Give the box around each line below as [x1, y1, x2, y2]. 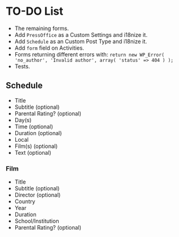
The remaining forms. [14, 25, 69, 32]
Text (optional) [14, 149, 51, 156]
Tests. [14, 63, 31, 70]
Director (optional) [14, 192, 61, 199]
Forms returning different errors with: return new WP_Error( [14, 50, 165, 58]
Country [14, 198, 35, 205]
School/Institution [14, 217, 59, 225]
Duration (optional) [14, 129, 62, 136]
